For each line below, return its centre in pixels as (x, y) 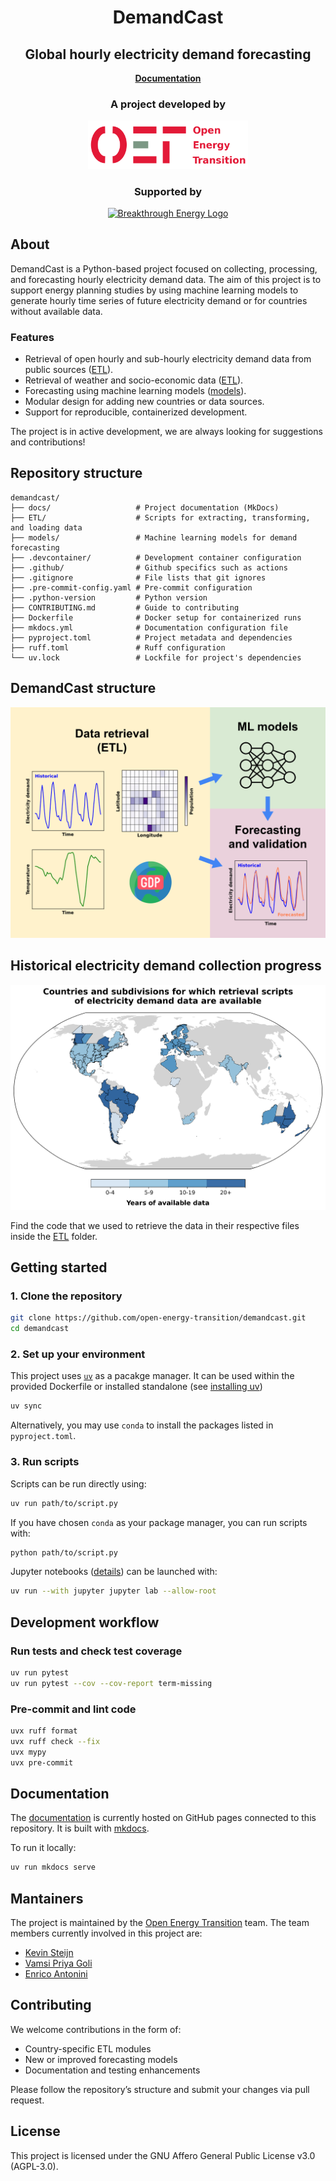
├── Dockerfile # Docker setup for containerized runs (156, 617)
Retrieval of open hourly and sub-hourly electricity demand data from (168, 359)
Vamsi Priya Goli (58, 1963)
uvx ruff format (44, 1731)
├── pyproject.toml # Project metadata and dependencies (151, 637)
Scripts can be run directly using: (78, 1483)
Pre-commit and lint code (73, 1709)
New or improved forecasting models (101, 2059)
